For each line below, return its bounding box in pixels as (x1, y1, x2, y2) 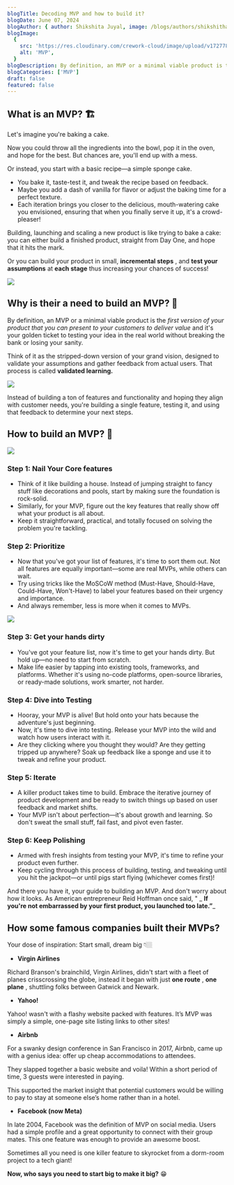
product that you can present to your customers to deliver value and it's (7, 323, 214, 332)
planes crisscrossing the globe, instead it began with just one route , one (7, 975, 217, 984)
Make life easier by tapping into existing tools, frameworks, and (17, 663, 200, 671)
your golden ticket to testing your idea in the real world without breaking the (7, 330, 225, 339)
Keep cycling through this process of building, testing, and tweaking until (17, 866, 227, 875)
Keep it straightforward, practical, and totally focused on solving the (17, 517, 212, 525)
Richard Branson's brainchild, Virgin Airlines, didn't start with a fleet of (7, 968, 209, 977)
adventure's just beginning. (17, 718, 96, 726)
